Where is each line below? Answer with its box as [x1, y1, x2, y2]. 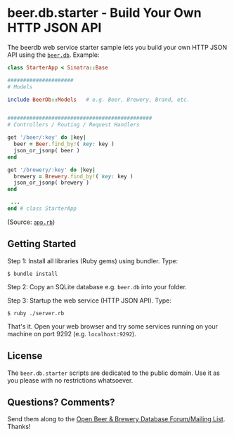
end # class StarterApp [7, 205, 77, 212]
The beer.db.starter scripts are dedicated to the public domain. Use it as [7, 369, 220, 377]
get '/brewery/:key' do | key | [7, 166, 96, 173]
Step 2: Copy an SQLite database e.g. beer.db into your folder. [7, 282, 188, 291]
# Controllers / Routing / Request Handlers [7, 121, 140, 128]
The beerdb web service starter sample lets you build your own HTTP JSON [7, 43, 228, 51]
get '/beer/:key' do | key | [7, 134, 86, 141]
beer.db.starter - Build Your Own [7, 5, 202, 21]
